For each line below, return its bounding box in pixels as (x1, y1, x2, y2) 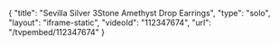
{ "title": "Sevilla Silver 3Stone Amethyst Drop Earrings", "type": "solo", (8, 8, 271, 18)
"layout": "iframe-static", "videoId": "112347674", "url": (8, 17, 211, 28)
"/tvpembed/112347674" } (8, 27, 106, 37)
